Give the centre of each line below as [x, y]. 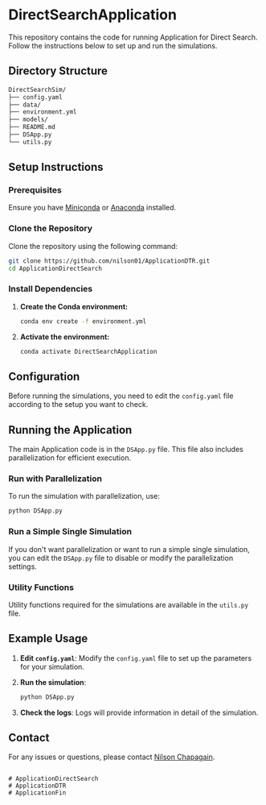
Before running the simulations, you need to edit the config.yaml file [121, 396]
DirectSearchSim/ [37, 89]
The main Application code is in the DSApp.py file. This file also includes [126, 450]
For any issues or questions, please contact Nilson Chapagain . [112, 757]
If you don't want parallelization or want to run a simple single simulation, [129, 549]
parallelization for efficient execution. [70, 458]
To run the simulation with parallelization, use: [84, 496]
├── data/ [25, 105]
